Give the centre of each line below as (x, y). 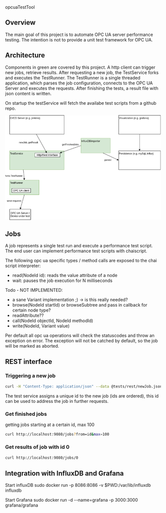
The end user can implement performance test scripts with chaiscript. (76, 251)
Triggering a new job (30, 376)
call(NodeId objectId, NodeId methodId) (53, 321)
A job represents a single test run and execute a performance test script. (79, 246)
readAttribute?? (28, 316)
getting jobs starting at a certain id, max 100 (50, 425)
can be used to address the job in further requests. (57, 401)
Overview (21, 22)
